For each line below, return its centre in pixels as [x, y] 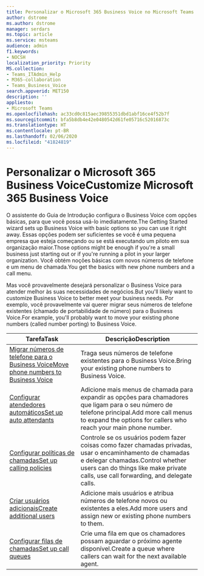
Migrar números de [36, 349]
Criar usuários [29, 500]
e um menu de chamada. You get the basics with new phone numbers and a [100, 267]
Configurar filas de [36, 541]
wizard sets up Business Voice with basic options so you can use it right [97, 228]
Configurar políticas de [42, 452]
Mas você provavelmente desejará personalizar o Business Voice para [94, 285]
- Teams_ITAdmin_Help [34, 74]
